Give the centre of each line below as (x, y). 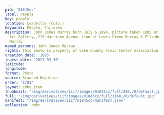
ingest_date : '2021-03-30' (32, 60)
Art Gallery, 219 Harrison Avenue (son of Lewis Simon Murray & (76, 37)
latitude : (15, 64)
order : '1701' (20, 82)
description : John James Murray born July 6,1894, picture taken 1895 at (82, 32)
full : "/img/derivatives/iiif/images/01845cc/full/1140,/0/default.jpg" (81, 96)
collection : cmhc (23, 105)
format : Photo (20, 73)
